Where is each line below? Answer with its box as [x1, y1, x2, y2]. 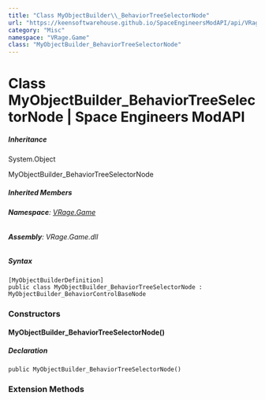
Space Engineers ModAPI [74, 108, 245, 126]
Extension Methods [8, 383, 84, 394]
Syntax [8, 257, 33, 266]
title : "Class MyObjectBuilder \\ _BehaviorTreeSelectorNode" [8, 11, 211, 20]
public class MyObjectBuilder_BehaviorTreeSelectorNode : [8, 283, 203, 291]
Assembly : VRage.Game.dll [8, 231, 99, 241]
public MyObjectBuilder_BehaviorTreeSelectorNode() [8, 365, 181, 374]
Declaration [8, 346, 48, 355]
